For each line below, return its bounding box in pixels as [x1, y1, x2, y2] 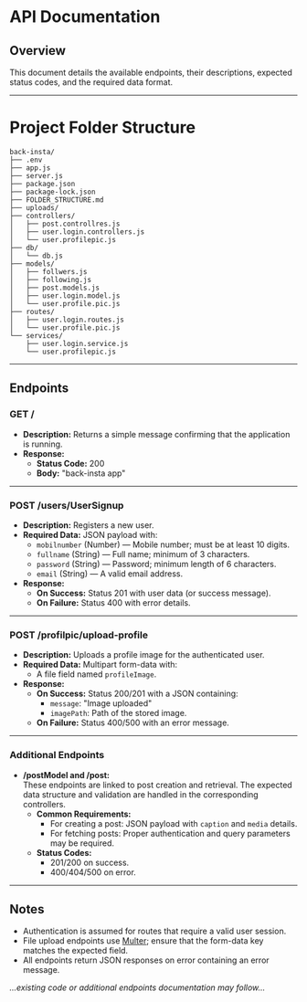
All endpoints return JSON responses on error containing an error [22, 955, 270, 965]
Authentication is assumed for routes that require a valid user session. [22, 925, 287, 937]
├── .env [9, 155, 43, 164]
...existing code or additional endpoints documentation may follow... [9, 982, 266, 993]
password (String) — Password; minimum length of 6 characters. [36, 558, 277, 569]
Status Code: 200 [36, 458, 105, 469]
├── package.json [9, 179, 76, 188]
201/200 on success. [49, 857, 130, 868]
